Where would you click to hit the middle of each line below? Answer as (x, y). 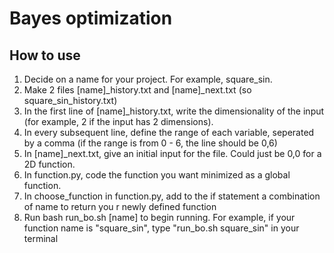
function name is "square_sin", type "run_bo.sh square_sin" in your (161, 228)
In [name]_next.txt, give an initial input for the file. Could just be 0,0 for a (172, 153)
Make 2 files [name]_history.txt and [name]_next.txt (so (137, 90)
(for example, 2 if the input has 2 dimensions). (118, 121)
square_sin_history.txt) (70, 100)
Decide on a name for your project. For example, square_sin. (148, 79)
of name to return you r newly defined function (120, 206)
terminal (41, 238)
